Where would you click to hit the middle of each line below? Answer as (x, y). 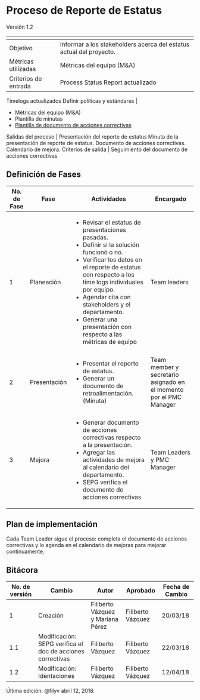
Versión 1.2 (20, 27)
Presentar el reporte (110, 363)
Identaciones (57, 676)
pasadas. (95, 237)
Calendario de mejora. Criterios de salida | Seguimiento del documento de (97, 149)
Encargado (170, 199)
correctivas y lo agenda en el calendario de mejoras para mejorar (86, 545)
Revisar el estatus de (112, 222)
